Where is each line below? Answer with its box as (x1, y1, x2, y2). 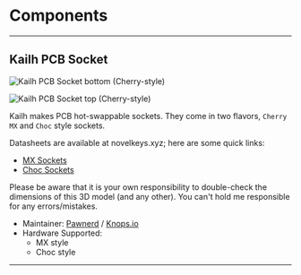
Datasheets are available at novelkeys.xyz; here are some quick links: (9, 137, 265, 148)
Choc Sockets (21, 164, 74, 175)
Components (9, 5, 108, 26)
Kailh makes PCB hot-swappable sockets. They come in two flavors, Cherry (9, 110, 288, 121)
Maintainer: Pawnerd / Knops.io (21, 218, 139, 228)
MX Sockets (21, 154, 67, 166)
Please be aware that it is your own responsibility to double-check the (9, 181, 267, 193)
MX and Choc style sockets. (9, 120, 106, 131)
